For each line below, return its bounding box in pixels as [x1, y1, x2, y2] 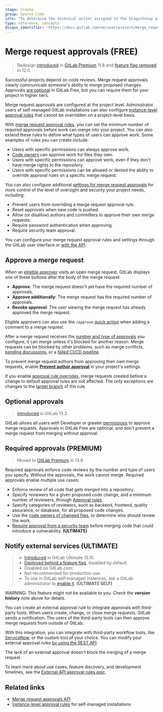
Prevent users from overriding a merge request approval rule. [12, 201, 135, 207]
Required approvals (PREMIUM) [5, 444, 102, 453]
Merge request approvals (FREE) [5, 46, 138, 57]
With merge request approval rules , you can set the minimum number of [5, 122, 149, 128]
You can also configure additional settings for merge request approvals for [5, 182, 154, 188]
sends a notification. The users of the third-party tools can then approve [5, 615, 149, 621]
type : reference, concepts [5, 20, 60, 26]
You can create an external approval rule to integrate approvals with [5, 604, 141, 611]
